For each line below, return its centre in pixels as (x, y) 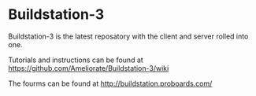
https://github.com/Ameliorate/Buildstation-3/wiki (89, 68)
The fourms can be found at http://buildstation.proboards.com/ (110, 83)
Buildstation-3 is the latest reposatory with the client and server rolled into (128, 36)
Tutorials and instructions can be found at (76, 60)
